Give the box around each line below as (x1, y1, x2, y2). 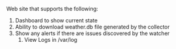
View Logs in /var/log (24, 36, 78, 43)
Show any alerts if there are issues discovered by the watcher (15, 30, 170, 37)
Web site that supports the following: (6, 5, 98, 12)
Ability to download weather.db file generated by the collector (15, 24, 170, 30)
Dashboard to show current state (15, 17, 98, 24)
